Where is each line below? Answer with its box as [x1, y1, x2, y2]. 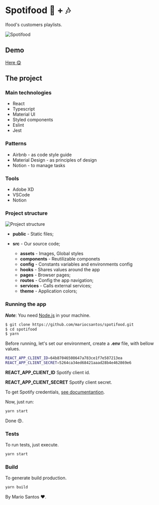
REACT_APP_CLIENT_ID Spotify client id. [5, 370, 91, 375]
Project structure [5, 210, 48, 217]
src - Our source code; [12, 241, 60, 247]
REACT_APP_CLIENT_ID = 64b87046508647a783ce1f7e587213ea [5, 356, 123, 361]
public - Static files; [12, 231, 54, 237]
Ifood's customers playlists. [5, 21, 62, 27]
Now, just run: [5, 399, 34, 405]
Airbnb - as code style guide [12, 151, 72, 158]
